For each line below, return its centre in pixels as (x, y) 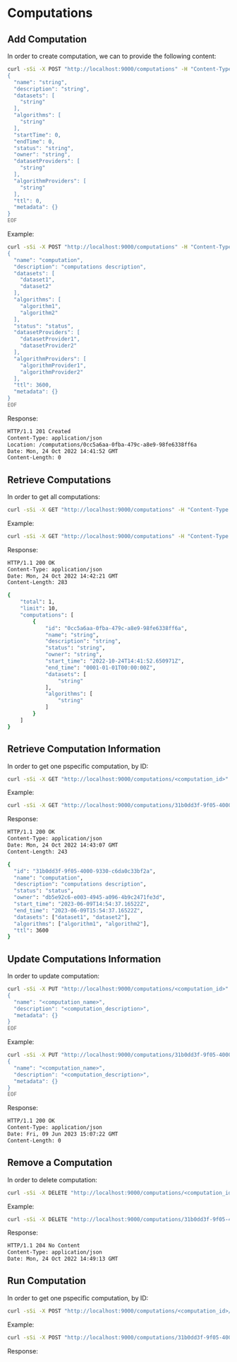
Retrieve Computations (59, 480)
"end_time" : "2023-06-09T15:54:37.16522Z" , (78, 910)
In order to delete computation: (52, 1179)
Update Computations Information (84, 959)
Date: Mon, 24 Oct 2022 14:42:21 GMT (63, 576)
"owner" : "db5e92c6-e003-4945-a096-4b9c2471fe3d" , (90, 898)
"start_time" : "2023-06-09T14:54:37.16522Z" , (82, 904)
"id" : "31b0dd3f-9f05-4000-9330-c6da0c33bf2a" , (85, 871)
